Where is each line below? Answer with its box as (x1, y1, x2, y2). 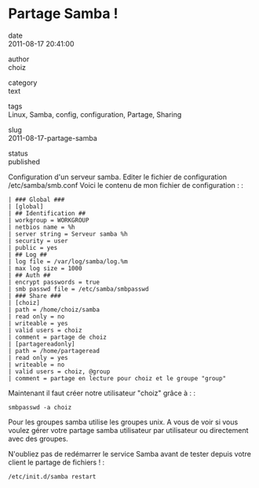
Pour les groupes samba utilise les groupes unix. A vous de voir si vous (8, 417, 239, 427)
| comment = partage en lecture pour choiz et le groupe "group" (8, 374, 226, 382)
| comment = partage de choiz (8, 333, 108, 341)
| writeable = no (8, 361, 65, 369)
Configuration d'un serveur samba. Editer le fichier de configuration (8, 172, 228, 182)
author (8, 54, 30, 64)
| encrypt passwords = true (8, 278, 100, 286)
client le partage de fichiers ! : (8, 457, 105, 467)
